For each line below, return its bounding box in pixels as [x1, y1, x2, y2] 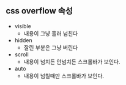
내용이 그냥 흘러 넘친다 [23, 29, 78, 37]
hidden [14, 36, 33, 44]
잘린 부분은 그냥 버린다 [23, 43, 78, 51]
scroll [14, 51, 29, 58]
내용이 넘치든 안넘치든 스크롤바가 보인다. [23, 57, 120, 65]
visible [14, 22, 31, 29]
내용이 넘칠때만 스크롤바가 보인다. [23, 72, 105, 79]
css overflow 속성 [6, 6, 73, 17]
